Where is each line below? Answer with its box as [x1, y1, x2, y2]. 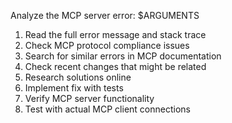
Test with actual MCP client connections [24, 103, 191, 115]
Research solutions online [24, 71, 132, 83]
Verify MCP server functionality [24, 93, 155, 104]
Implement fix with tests [24, 82, 124, 94]
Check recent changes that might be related [24, 61, 207, 72]
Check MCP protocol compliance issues [24, 40, 190, 51]
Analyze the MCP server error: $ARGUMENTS [10, 10, 200, 21]
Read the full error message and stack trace [24, 29, 207, 40]
